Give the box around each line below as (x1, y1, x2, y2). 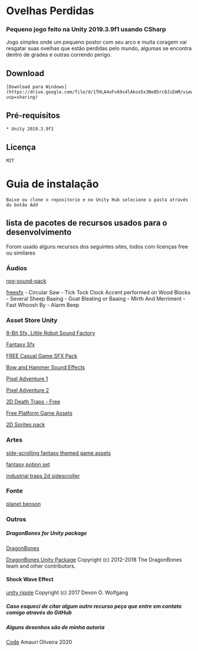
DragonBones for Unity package (6, 530, 87, 537)
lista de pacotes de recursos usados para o (6, 218, 167, 228)
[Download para (6, 84, 44, 90)
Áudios (6, 264, 28, 272)
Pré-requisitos (6, 110, 61, 121)
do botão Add (6, 202, 38, 208)
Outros (6, 515, 27, 523)
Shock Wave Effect (6, 576, 54, 583)
